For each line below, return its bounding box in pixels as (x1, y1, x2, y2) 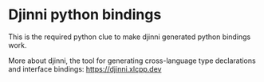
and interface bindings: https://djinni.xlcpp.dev (8, 64, 162, 73)
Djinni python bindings (8, 6, 162, 24)
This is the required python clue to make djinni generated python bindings (8, 32, 251, 41)
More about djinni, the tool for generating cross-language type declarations (8, 56, 257, 65)
